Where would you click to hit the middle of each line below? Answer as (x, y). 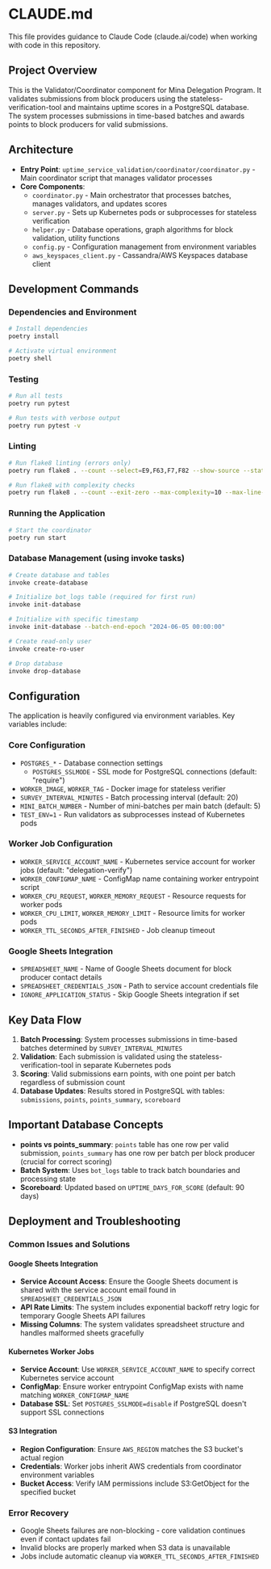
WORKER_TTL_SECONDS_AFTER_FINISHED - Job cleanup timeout (117, 930)
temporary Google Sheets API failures (83, 1316)
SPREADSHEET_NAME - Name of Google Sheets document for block (126, 969)
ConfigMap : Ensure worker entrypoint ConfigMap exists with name (131, 1386)
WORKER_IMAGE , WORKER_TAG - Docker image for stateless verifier (123, 788)
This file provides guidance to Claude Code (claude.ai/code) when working (133, 36)
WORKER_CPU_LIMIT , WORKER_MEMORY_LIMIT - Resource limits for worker (133, 913)
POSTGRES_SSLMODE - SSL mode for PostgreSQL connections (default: (144, 771)
